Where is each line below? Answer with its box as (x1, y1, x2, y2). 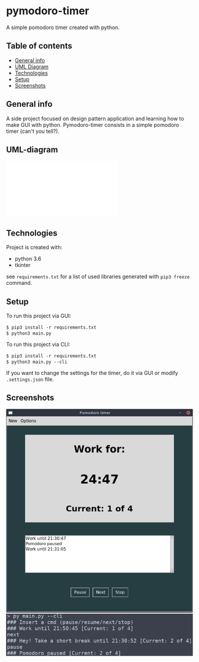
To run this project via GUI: (6, 313, 72, 319)
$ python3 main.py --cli (6, 359, 68, 365)
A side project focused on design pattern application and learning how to (6, 114, 185, 122)
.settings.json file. (6, 375, 54, 383)
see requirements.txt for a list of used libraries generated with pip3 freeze (6, 273, 190, 280)
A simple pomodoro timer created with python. (6, 24, 120, 31)
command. (6, 279, 33, 287)
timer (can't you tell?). (6, 128, 60, 135)
